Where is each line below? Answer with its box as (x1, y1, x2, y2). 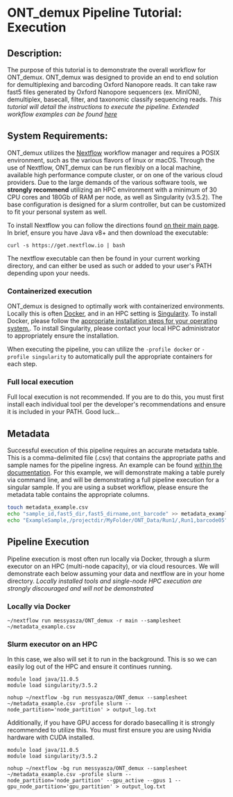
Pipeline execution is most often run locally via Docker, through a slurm (7, 554, 210, 563)
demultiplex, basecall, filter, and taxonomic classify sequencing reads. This (7, 95, 222, 104)
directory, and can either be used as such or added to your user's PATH (7, 261, 212, 270)
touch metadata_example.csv (7, 504, 89, 511)
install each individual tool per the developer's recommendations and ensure (7, 400, 226, 409)
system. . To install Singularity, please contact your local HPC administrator (7, 324, 221, 333)
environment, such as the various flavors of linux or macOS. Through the (7, 156, 215, 164)
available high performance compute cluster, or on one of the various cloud (7, 170, 223, 179)
